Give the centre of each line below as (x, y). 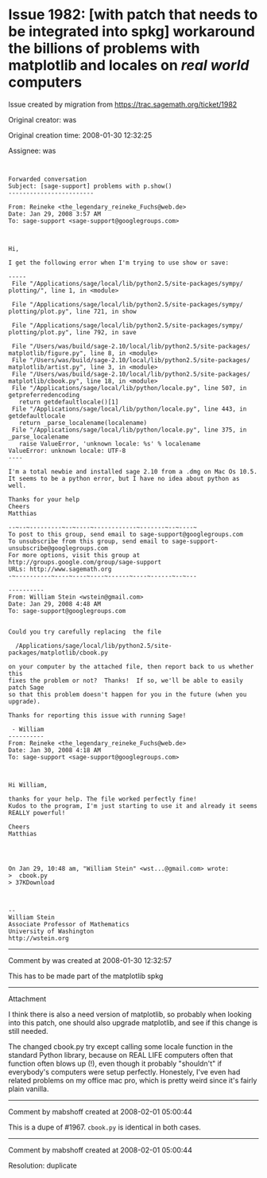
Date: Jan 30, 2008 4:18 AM (55, 750)
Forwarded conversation (48, 179)
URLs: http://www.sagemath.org (60, 569)
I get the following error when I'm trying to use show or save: (118, 263)
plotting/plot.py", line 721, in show (72, 311)
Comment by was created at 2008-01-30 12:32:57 (90, 960)
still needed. (29, 1031)
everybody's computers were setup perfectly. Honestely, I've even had (124, 1071)
